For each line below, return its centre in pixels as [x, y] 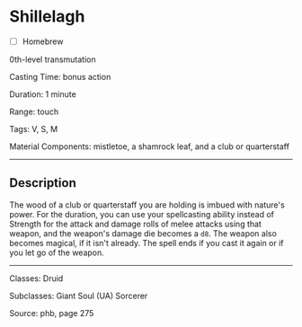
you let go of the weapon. [57, 252]
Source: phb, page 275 [52, 313]
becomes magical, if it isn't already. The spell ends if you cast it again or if [147, 243]
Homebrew [43, 41]
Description [43, 183]
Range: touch [34, 111]
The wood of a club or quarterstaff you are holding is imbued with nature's [147, 205]
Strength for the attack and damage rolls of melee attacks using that [136, 224]
